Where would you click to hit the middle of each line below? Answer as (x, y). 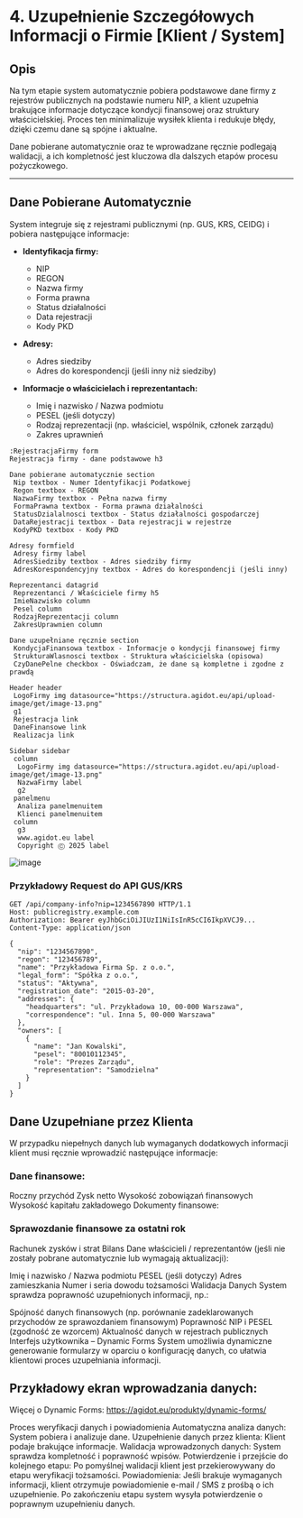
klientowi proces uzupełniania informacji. (85, 1360)
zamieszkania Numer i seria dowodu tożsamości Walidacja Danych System (148, 1285)
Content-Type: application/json (70, 928)
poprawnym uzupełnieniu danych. (72, 1504)
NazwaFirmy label (50, 782)
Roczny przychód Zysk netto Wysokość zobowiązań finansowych (131, 1196)
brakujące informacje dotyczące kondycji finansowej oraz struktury (134, 110)
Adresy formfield (42, 546)
